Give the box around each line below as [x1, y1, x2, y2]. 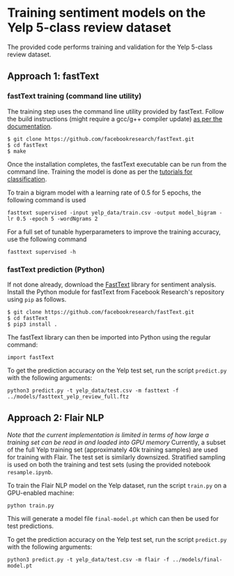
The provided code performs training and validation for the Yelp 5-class [7, 43, 213, 51]
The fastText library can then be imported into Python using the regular [7, 333, 211, 341]
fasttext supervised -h [7, 248, 77, 255]
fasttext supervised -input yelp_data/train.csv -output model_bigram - [7, 209, 223, 216]
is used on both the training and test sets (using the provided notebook [7, 460, 211, 469]
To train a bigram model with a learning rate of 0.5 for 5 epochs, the [7, 188, 202, 197]
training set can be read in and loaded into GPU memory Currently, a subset [7, 438, 226, 446]
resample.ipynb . [7, 467, 54, 476]
